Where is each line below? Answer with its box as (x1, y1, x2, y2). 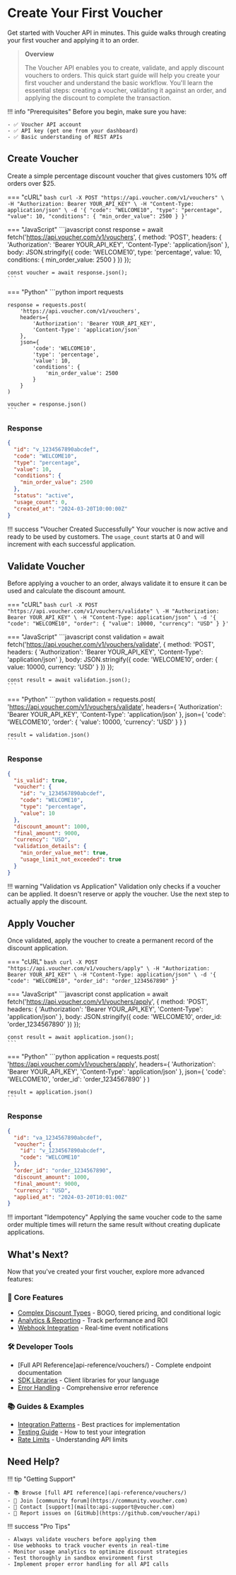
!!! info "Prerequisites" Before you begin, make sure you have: (7, 107, 187, 116)
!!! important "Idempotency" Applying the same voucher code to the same (7, 1213, 223, 1221)
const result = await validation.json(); (7, 677, 131, 684)
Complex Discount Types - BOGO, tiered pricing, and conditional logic (17, 1308, 221, 1317)
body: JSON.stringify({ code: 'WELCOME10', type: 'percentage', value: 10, (7, 247, 222, 256)
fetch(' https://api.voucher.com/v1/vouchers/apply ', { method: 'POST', (7, 998, 208, 1006)
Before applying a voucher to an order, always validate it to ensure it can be (7, 579, 228, 588)
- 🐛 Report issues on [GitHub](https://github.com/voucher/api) (7, 1509, 201, 1517)
